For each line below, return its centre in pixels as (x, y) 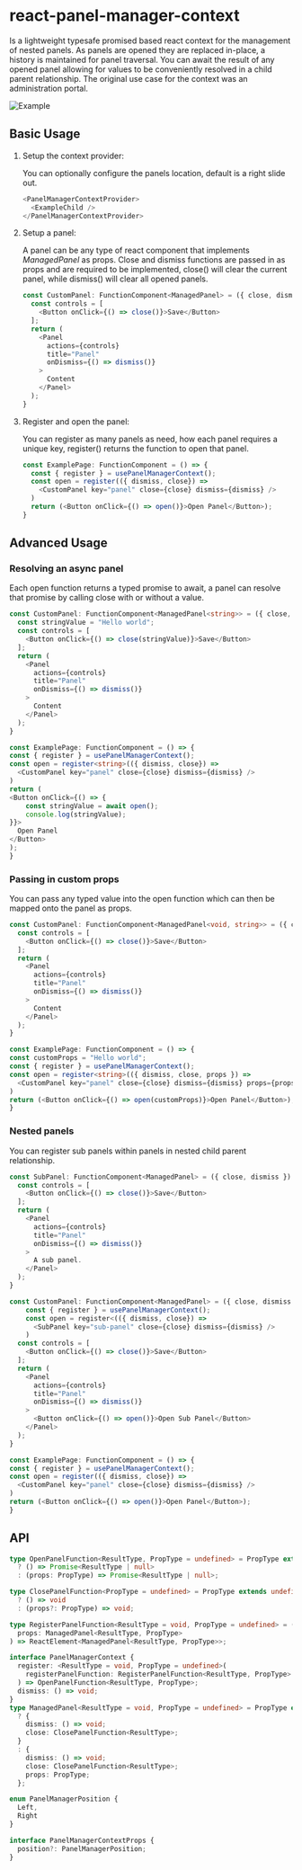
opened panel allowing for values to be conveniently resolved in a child (141, 69)
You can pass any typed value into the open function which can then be (142, 899)
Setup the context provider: (73, 156)
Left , (28, 1808)
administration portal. (49, 88)
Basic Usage (45, 134)
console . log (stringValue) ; (76, 815)
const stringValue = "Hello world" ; (86, 623)
